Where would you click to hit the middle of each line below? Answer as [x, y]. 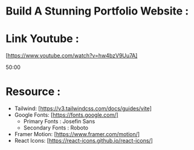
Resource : [33, 92]
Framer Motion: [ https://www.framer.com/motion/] [77, 134]
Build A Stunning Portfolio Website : [97, 11]
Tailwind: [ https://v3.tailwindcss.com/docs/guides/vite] [83, 109]
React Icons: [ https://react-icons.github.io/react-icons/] [84, 141]
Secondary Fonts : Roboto [56, 128]
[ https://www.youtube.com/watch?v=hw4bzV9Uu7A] [72, 56]
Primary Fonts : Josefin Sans [59, 122]
